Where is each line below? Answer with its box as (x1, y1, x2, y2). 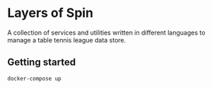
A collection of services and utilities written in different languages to (7, 28, 206, 37)
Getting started (7, 57, 76, 69)
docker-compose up (7, 75, 61, 82)
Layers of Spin (7, 5, 94, 21)
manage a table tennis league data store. (7, 35, 126, 44)
